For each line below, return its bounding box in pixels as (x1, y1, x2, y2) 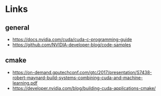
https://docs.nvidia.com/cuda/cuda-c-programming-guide (12, 36, 132, 42)
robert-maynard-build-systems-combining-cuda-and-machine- (12, 75, 143, 81)
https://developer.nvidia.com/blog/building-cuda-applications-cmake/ (12, 85, 156, 91)
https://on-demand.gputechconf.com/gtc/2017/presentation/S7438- (12, 69, 153, 75)
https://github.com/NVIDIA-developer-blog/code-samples (12, 42, 131, 48)
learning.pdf (12, 80, 38, 86)
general (5, 23, 30, 32)
